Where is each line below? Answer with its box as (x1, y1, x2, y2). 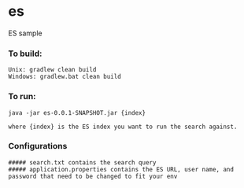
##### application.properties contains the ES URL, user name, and (8, 165, 235, 173)
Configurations (8, 141, 68, 152)
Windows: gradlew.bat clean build (8, 73, 122, 81)
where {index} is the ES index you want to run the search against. (8, 123, 238, 131)
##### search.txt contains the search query (8, 158, 157, 167)
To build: (8, 48, 43, 59)
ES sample (8, 28, 43, 38)
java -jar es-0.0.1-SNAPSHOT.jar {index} (8, 109, 146, 116)
